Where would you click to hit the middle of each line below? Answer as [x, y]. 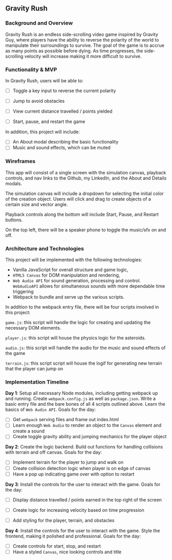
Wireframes [20, 161]
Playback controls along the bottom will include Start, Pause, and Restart [82, 214]
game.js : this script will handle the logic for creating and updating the [78, 322]
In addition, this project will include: [43, 132]
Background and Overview [39, 23]
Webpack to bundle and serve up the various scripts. [68, 297]
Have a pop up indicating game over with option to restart [73, 474]
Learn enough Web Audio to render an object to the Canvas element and [87, 425]
